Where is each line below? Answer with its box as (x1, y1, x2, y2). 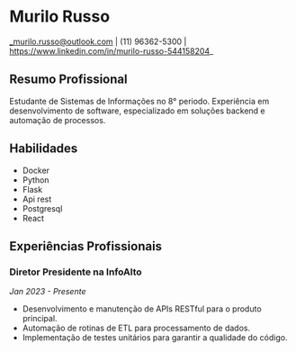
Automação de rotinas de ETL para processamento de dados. (22, 322, 250, 334)
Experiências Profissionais (9, 239, 163, 254)
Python (22, 174, 49, 185)
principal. (22, 313, 58, 324)
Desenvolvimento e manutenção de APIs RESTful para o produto (22, 303, 263, 314)
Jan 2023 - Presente (9, 286, 86, 297)
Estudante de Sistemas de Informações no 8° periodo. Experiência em (9, 95, 270, 106)
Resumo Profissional (9, 72, 128, 87)
